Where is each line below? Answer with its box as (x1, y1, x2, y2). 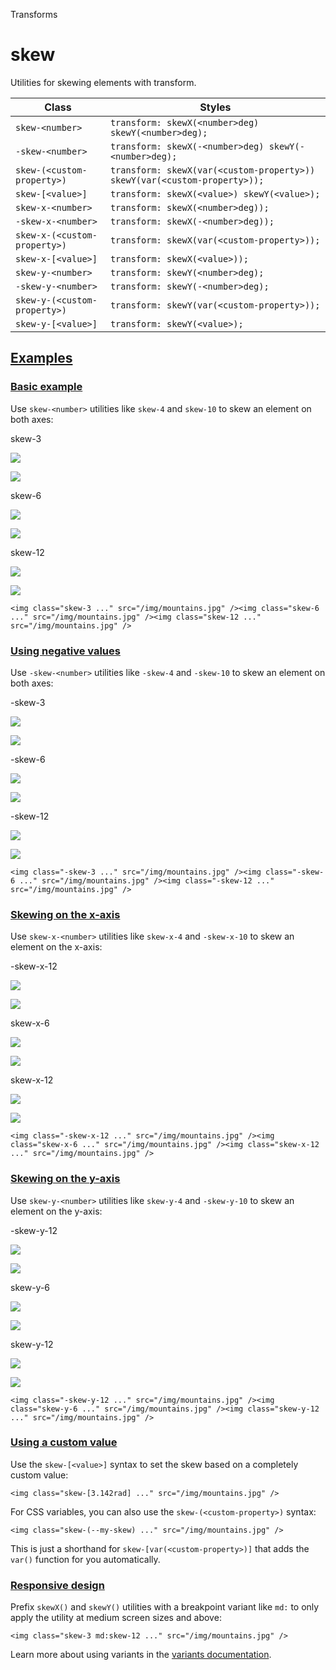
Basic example (10, 380, 83, 394)
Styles (199, 100, 232, 114)
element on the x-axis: (10, 941, 103, 953)
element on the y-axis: (10, 1205, 103, 1217)
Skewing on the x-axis (10, 907, 121, 921)
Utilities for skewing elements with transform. (10, 76, 197, 88)
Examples (10, 350, 73, 367)
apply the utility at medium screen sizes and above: (10, 1612, 222, 1624)
